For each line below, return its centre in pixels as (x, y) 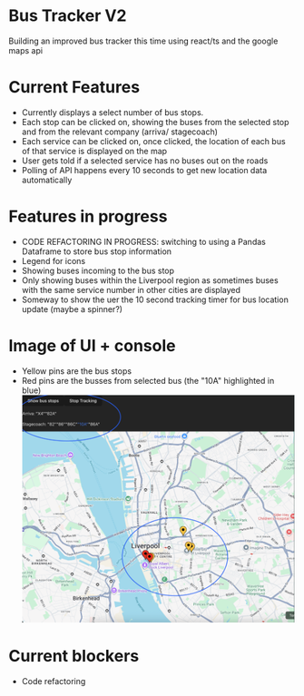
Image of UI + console (92, 346)
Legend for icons (54, 260)
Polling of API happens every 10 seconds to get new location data (144, 170)
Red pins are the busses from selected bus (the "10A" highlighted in (148, 380)
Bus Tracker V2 (68, 16)
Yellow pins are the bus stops (77, 371)
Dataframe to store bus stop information (97, 251)
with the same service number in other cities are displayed (131, 289)
